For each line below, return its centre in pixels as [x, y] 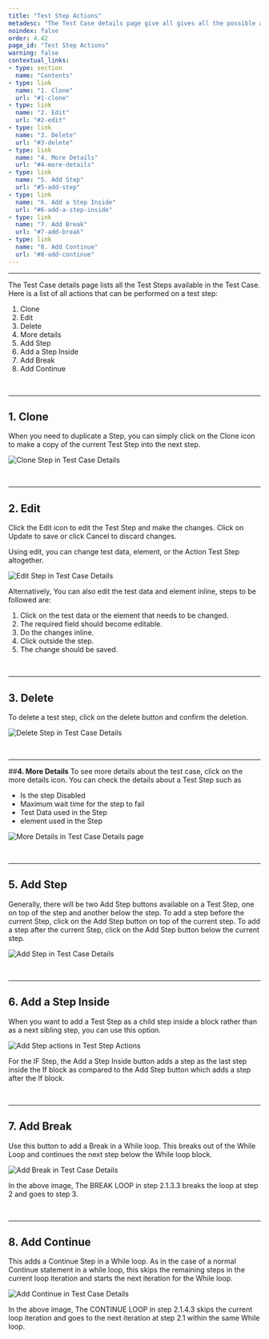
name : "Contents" [44, 75]
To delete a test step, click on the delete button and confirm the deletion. [128, 717]
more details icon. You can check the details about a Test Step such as [125, 780]
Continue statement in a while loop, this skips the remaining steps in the [127, 1270]
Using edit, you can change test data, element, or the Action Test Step [124, 552]
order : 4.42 [28, 38]
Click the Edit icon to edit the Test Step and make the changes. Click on [126, 528]
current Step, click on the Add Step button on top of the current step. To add [134, 921]
